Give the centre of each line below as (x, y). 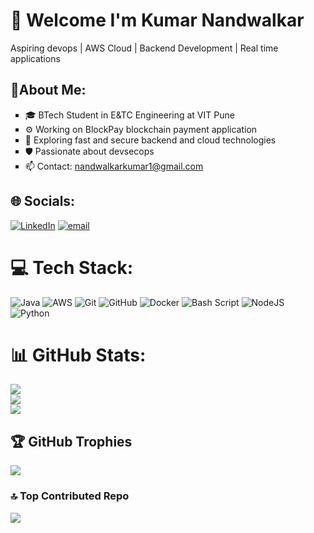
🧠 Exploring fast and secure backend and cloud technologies (150, 140)
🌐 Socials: (43, 201)
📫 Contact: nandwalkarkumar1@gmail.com (114, 166)
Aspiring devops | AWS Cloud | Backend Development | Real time (144, 48)
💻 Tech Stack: (72, 267)
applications (35, 58)
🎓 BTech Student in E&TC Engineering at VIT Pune (129, 115)
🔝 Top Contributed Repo (70, 496)
